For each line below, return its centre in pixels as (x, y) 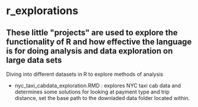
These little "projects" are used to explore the (92, 33)
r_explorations (42, 11)
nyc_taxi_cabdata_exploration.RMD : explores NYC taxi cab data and (98, 86)
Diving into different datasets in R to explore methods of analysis (85, 74)
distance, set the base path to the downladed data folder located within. (102, 98)
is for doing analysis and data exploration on (90, 51)
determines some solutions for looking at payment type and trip (92, 92)
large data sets (34, 60)
